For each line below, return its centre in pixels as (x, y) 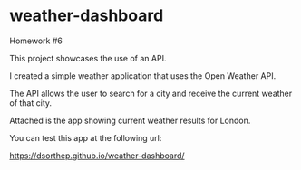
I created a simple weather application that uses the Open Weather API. (143, 76)
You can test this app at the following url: (86, 137)
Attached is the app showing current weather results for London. (130, 120)
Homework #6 (36, 41)
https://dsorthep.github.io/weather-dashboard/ (97, 156)
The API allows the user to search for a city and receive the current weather (151, 93)
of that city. (31, 103)
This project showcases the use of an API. (88, 58)
